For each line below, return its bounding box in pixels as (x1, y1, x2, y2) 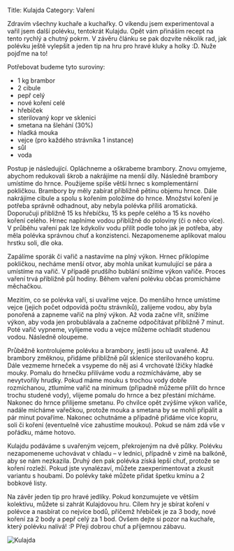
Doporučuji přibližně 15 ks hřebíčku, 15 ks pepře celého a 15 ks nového (7, 209, 211, 217)
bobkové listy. (7, 479, 47, 487)
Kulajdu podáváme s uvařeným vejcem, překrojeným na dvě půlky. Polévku (7, 442, 223, 450)
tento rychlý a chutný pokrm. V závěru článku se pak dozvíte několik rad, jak (7, 34, 227, 43)
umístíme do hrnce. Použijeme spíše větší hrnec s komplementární (7, 179, 199, 188)
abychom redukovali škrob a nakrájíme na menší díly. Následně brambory (7, 172, 219, 180)
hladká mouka (17, 129, 58, 137)
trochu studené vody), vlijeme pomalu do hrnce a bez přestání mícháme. (7, 391, 217, 399)
